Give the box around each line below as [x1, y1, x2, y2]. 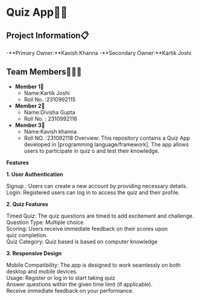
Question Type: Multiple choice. [6, 218, 86, 226]
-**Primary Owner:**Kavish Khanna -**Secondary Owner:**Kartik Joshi [6, 50, 192, 56]
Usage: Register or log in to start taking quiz [6, 274, 116, 281]
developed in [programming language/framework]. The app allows [23, 140, 189, 148]
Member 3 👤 [14, 121, 45, 129]
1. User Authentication [6, 171, 63, 178]
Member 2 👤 [14, 102, 45, 109]
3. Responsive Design [6, 249, 62, 256]
